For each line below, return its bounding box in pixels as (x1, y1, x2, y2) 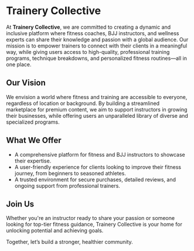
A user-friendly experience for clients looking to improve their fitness (14, 163, 182, 171)
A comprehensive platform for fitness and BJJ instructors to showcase (14, 151, 186, 158)
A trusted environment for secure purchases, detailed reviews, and (14, 176, 176, 183)
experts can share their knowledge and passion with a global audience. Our (6, 36, 189, 43)
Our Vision (6, 78, 46, 88)
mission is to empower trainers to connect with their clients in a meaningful (6, 42, 188, 49)
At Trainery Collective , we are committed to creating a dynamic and (6, 23, 171, 30)
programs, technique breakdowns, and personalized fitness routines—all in (6, 55, 188, 62)
